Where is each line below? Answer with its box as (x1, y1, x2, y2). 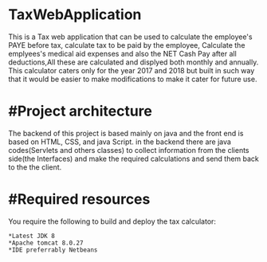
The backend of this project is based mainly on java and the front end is (8, 128, 244, 138)
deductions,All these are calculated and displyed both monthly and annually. (8, 57, 259, 67)
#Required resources (8, 190, 151, 209)
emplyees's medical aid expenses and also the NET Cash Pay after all (8, 49, 237, 58)
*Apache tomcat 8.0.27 (8, 239, 84, 247)
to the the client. (8, 162, 62, 172)
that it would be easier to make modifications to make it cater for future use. (8, 74, 257, 84)
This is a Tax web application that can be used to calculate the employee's (8, 32, 253, 41)
